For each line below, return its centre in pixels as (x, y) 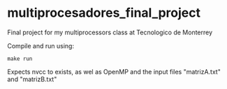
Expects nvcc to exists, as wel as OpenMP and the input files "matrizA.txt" (114, 71)
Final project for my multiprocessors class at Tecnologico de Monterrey (110, 32)
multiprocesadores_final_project (104, 13)
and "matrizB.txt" (32, 79)
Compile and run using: (41, 46)
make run (20, 59)
